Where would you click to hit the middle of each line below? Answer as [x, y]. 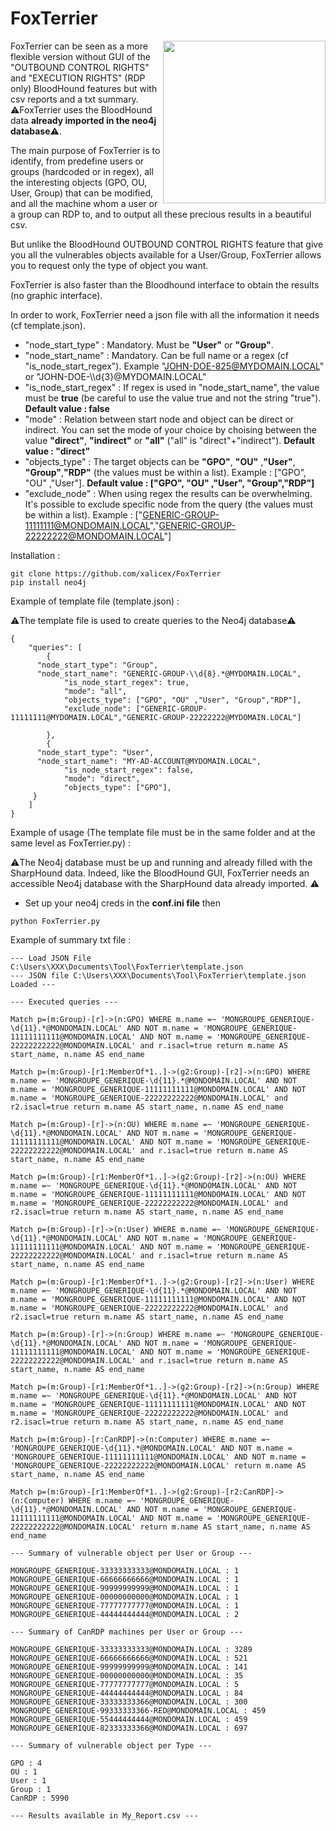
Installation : [35, 555]
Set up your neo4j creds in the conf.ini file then [123, 903]
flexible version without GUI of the [80, 56]
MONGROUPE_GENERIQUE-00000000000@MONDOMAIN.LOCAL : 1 [125, 1597]
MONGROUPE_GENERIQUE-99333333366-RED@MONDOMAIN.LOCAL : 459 [138, 1710]
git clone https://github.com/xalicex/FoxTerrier [116, 573]
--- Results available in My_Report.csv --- [104, 1815]
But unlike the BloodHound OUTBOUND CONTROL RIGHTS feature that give [167, 244]
